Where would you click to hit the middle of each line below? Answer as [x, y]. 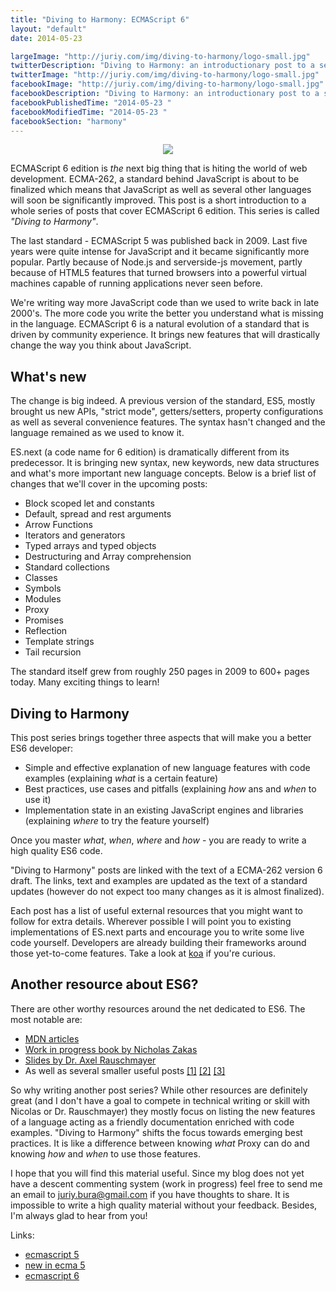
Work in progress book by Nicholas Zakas [111, 1049]
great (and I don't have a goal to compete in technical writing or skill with [160, 1100]
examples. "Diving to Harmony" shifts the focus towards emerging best [156, 1132]
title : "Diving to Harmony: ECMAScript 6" [100, 19]
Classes [41, 578]
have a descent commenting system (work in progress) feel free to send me [166, 1183]
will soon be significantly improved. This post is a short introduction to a [158, 200]
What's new [48, 376]
